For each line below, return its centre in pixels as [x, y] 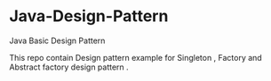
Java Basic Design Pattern [57, 40]
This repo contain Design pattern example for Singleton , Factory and [135, 57]
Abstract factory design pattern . [69, 67]
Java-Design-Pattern [89, 16]
